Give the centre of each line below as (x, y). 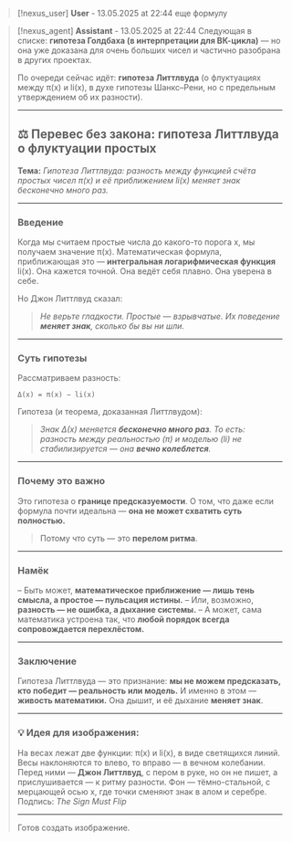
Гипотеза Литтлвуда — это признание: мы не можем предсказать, (149, 681)
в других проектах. (54, 60)
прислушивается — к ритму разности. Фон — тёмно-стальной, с (144, 782)
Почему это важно (61, 481)
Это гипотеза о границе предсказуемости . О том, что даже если (146, 500)
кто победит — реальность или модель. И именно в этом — (137, 691)
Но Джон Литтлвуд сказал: (70, 299)
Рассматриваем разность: (69, 378)
